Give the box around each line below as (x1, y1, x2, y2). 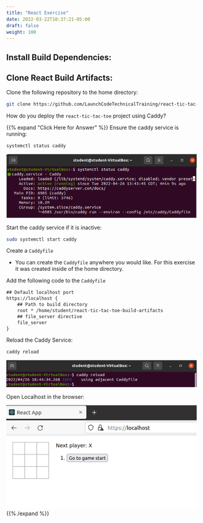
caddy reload (6, 349, 39, 355)
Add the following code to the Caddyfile (6, 277, 106, 284)
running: (6, 130, 27, 138)
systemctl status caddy (6, 143, 66, 149)
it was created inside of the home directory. (14, 265, 124, 273)
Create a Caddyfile (6, 247, 54, 255)
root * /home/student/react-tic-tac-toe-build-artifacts (17, 308, 164, 314)
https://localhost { (6, 296, 59, 302)
